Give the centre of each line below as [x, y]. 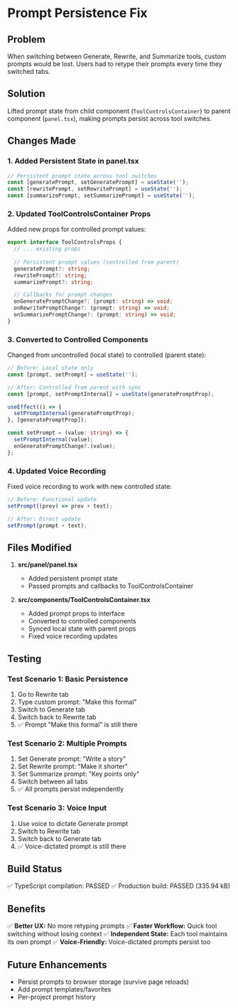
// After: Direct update [44, 519]
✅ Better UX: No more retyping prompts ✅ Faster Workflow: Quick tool [112, 926]
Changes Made [42, 141]
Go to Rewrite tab [43, 695]
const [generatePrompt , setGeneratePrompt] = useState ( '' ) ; [98, 183]
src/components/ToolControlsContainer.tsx [84, 600]
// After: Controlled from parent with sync [74, 387]
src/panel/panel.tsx [48, 565]
